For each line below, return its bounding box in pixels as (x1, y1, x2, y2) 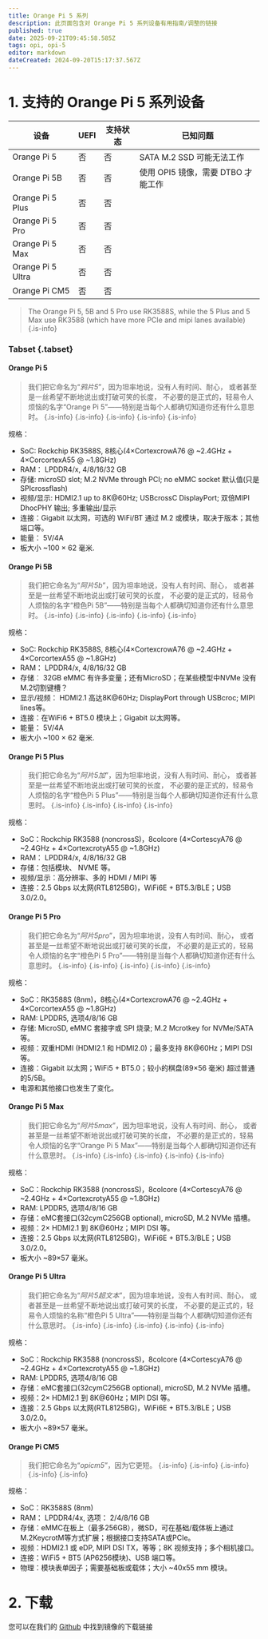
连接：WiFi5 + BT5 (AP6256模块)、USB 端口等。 (19, 1553, 180, 1563)
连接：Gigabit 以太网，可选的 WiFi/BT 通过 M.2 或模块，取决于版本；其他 (19, 512, 259, 522)
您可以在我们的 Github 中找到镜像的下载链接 (8, 1622, 153, 1632)
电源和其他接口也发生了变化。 (19, 1083, 118, 1092)
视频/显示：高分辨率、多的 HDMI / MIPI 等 (19, 873, 157, 883)
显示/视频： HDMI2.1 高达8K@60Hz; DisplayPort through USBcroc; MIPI (19, 693, 255, 703)
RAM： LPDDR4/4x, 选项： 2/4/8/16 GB (19, 1513, 150, 1523)
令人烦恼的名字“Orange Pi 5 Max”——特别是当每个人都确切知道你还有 (27, 1140, 257, 1150)
